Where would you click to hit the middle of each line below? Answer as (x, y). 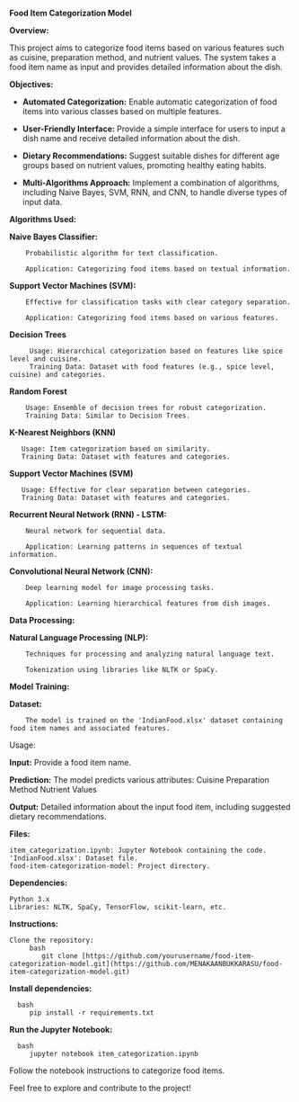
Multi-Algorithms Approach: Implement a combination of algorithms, (151, 183)
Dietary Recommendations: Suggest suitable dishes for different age (151, 156)
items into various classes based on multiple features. (122, 111)
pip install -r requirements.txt (92, 1013)
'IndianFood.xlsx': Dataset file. (74, 858)
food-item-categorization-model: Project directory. (110, 866)
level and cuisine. (46, 359)
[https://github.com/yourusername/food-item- (168, 956)
